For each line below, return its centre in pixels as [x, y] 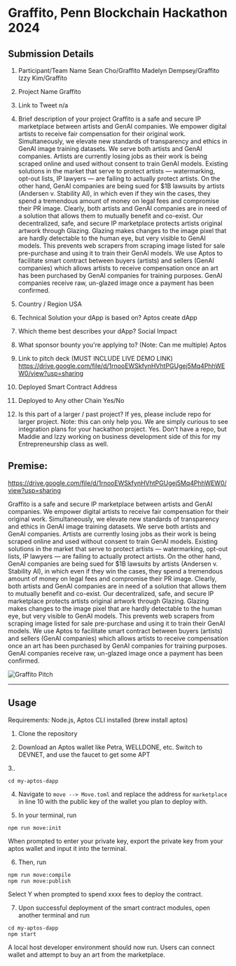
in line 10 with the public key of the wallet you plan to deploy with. [113, 801]
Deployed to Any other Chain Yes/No [71, 401]
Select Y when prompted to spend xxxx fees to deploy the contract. [105, 894]
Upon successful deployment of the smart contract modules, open [114, 908]
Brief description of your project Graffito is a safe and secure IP [110, 119]
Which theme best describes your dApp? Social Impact [97, 331]
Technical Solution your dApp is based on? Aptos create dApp [108, 318]
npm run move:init [35, 828]
